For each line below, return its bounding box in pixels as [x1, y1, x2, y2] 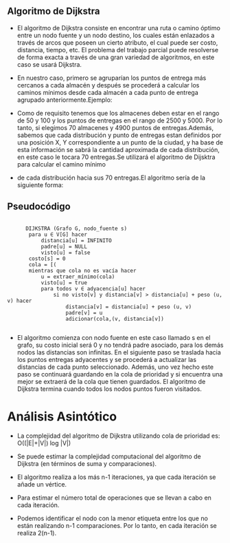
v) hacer [7, 297, 32, 304]
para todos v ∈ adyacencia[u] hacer [41, 285, 146, 292]
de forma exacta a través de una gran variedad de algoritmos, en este [16, 53, 215, 61]
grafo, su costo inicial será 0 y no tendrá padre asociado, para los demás [16, 341, 224, 349]
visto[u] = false [41, 249, 91, 256]
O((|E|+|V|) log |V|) [16, 438, 71, 447]
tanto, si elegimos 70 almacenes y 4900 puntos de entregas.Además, [16, 123, 214, 131]
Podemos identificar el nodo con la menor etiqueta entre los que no [16, 514, 208, 522]
